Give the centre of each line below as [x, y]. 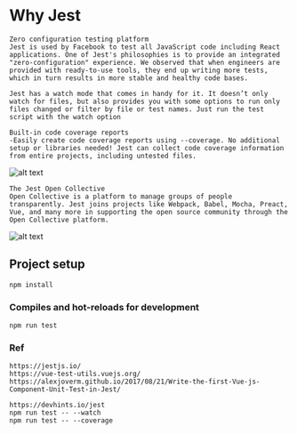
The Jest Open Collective [57, 189]
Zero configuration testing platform [79, 39]
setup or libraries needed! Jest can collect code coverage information [147, 148]
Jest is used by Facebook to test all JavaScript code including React [144, 47]
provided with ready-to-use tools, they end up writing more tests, [139, 70]
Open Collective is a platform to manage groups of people [121, 197]
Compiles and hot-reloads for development [104, 307]
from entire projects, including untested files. [103, 156]
